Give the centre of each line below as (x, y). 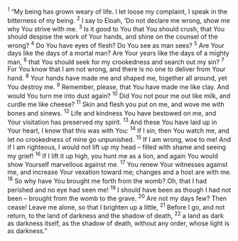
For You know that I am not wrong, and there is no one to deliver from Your (117, 69)
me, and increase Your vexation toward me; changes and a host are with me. (119, 172)
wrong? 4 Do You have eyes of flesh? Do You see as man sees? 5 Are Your (116, 44)
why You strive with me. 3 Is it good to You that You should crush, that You (116, 28)
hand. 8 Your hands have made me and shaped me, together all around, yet (117, 77)
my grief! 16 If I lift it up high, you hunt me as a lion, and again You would (113, 155)
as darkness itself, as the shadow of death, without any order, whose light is (118, 223)
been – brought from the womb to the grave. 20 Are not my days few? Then (117, 198)
